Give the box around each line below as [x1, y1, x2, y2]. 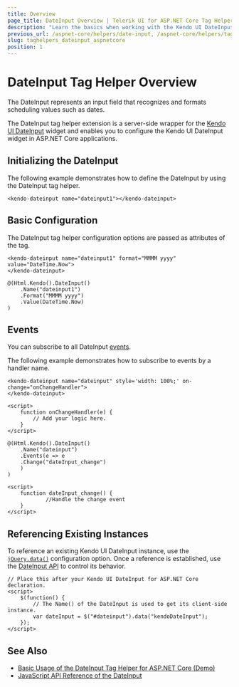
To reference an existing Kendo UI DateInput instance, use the [7, 547, 190, 555]
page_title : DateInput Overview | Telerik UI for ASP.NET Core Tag [7, 17, 212, 24]
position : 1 [7, 43, 43, 51]
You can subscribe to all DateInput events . [7, 342, 132, 351]
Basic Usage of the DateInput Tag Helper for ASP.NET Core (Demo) [17, 664, 216, 672]
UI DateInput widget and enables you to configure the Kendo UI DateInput [7, 126, 223, 135]
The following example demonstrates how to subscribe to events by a [7, 357, 211, 365]
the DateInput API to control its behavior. [7, 562, 126, 570]
